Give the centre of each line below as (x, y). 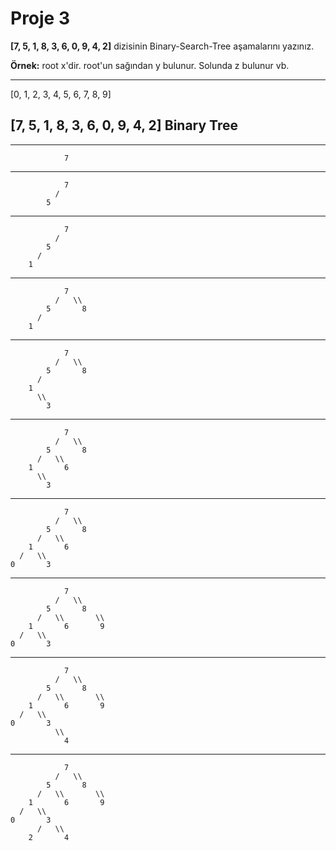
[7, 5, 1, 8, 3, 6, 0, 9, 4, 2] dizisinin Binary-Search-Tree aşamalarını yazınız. (162, 46)
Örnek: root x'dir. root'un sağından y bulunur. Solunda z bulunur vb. (150, 65)
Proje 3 (40, 18)
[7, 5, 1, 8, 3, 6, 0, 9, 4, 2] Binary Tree (124, 125)
